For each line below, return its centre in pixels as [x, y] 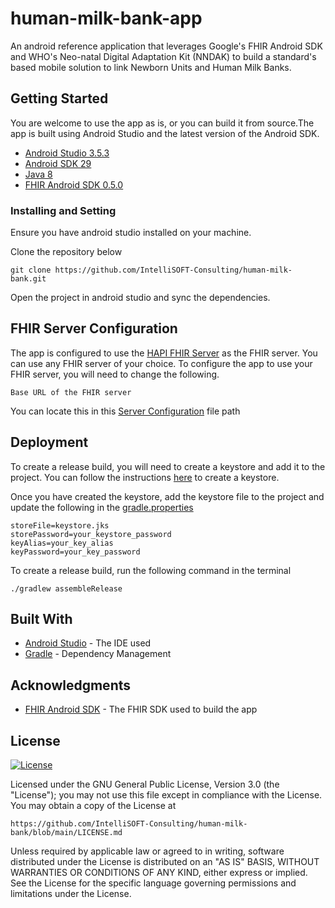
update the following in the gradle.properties [102, 507]
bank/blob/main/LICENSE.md [66, 833]
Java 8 [38, 174]
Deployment [49, 442]
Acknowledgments [71, 685]
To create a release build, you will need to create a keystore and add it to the [168, 466]
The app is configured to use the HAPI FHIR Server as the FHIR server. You [164, 353]
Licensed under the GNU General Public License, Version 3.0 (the [145, 784]
